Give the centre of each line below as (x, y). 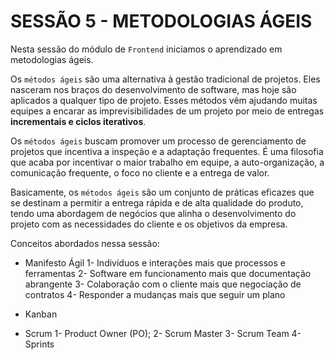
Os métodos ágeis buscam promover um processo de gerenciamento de (158, 141)
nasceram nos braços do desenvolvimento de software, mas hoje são (153, 89)
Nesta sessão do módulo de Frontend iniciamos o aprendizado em (146, 49)
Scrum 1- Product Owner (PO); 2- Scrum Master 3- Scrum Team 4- (163, 333)
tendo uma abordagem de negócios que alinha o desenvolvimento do (153, 213)
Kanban (41, 314)
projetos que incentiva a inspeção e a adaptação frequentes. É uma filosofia (167, 151)
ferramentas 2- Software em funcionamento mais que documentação (168, 273)
